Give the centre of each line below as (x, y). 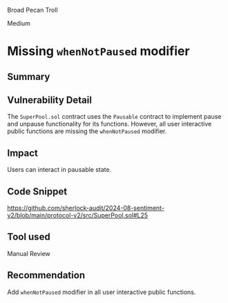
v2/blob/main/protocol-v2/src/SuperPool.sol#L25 (78, 215)
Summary (29, 76)
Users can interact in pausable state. (59, 170)
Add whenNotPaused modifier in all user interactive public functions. (102, 292)
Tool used (29, 237)
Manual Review (29, 253)
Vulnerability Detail (49, 100)
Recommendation (46, 275)
